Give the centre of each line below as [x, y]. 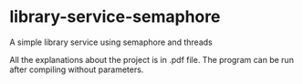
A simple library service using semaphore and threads [111, 42]
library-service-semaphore [115, 17]
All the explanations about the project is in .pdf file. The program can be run [152, 59]
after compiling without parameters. [77, 69]
